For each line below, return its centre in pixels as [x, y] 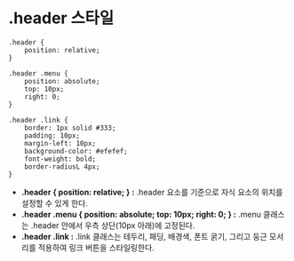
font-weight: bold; [60, 159]
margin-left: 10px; [60, 143]
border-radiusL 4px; [62, 166]
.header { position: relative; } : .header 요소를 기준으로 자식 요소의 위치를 [152, 192]
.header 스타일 [61, 18]
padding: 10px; [52, 135]
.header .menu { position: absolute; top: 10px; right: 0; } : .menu [141, 214]
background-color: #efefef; [76, 151]
